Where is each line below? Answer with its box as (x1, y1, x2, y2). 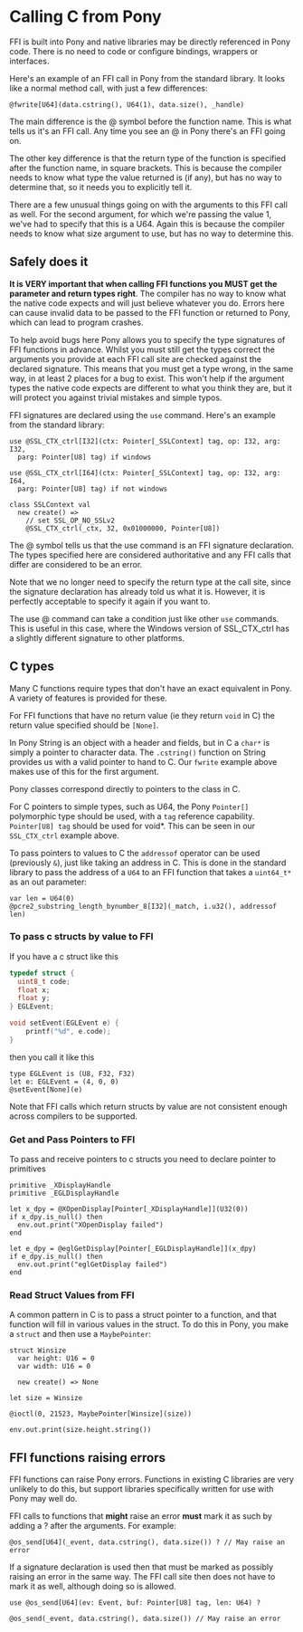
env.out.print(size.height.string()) (9, 1426, 152, 1435)
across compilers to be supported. (9, 1111, 138, 1121)
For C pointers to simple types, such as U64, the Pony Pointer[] (9, 801, 250, 812)
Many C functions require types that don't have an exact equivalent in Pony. (9, 682, 292, 693)
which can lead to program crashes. (9, 317, 144, 328)
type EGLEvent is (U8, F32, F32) (9, 1069, 136, 1078)
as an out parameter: (9, 876, 88, 887)
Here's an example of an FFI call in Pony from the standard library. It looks (9, 72, 285, 83)
